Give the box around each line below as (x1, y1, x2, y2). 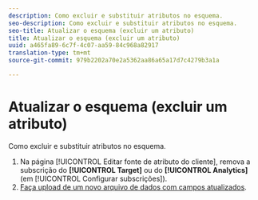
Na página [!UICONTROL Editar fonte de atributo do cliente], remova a (19, 157, 251, 166)
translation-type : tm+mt (8, 49, 91, 57)
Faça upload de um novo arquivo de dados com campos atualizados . (19, 182, 248, 192)
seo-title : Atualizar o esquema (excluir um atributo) (8, 26, 195, 34)
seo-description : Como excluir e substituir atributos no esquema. (8, 19, 238, 27)
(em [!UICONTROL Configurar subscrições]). (19, 174, 168, 183)
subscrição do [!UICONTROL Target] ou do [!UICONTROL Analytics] (19, 165, 248, 174)
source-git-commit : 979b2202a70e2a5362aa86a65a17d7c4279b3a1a (8, 57, 220, 65)
